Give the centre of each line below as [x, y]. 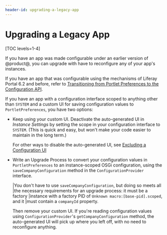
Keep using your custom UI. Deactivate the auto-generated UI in [78, 119]
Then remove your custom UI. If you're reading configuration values [82, 211]
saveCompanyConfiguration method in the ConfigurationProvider [78, 170]
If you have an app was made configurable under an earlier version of [77, 58]
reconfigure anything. [35, 227]
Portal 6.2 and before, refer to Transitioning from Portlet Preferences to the [82, 83]
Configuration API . [24, 89]
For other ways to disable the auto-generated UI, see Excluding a [79, 144]
